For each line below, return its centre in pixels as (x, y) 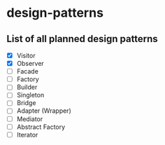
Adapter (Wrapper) (44, 111)
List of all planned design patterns (82, 39)
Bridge (26, 103)
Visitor (26, 55)
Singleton (30, 95)
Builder (27, 87)
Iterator (27, 134)
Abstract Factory (41, 127)
